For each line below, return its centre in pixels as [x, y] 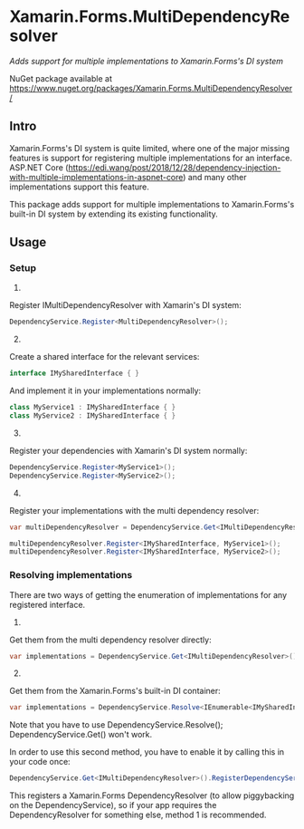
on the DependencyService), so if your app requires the [113, 805]
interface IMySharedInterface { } [75, 373]
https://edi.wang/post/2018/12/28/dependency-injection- [174, 167]
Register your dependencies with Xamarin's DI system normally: [128, 450]
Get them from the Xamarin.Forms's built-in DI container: [115, 691]
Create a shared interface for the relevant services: [104, 357]
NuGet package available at [61, 78]
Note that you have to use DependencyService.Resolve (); [116, 725]
